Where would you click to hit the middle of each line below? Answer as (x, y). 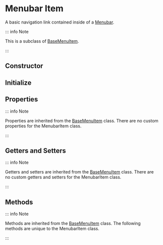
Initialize (18, 83)
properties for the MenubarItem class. (43, 126)
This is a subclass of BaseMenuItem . (42, 41)
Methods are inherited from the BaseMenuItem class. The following (73, 223)
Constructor (24, 66)
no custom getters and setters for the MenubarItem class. (63, 177)
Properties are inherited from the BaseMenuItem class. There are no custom (82, 121)
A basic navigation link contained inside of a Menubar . (60, 22)
